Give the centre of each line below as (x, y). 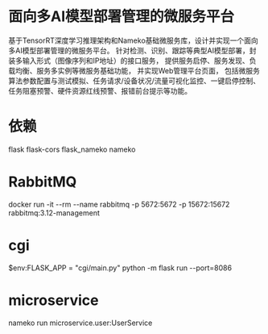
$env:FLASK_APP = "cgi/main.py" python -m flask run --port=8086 (120, 268)
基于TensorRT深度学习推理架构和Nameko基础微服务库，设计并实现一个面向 (134, 40)
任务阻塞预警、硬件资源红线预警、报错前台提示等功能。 (100, 90)
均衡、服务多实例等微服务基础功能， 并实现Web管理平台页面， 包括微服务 (137, 70)
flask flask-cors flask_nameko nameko (72, 149)
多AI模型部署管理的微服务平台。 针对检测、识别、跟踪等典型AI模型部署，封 (132, 50)
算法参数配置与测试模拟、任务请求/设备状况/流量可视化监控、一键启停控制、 (134, 81)
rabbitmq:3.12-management (54, 213)
